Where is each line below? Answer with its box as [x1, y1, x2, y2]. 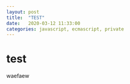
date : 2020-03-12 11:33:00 [6, 20, 81, 26]
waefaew [6, 72, 29, 80]
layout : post [6, 9, 40, 15]
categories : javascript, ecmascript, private [6, 26, 124, 32]
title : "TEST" [6, 15, 45, 21]
